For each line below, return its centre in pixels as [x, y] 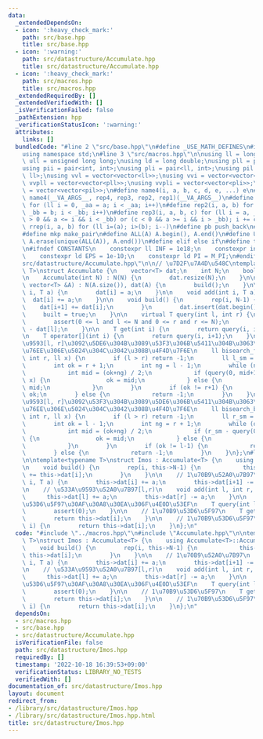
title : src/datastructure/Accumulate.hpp [90, 67]
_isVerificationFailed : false [64, 111]
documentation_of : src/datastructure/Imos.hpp [85, 686]
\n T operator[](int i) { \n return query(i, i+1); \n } [136, 337]
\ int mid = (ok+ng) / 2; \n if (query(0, [129, 373]
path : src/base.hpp [54, 37]
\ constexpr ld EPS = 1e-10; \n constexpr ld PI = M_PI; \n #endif [140, 256]
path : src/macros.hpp [57, 81]
